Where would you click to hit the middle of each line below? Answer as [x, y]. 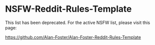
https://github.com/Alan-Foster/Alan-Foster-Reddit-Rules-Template [73, 37]
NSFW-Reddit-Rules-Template [68, 9]
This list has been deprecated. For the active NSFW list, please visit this [77, 22]
